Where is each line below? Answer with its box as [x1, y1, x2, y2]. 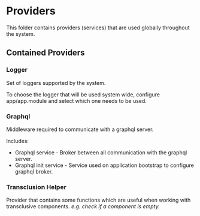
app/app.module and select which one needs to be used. [6, 97, 147, 104]
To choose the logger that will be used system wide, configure [6, 91, 160, 98]
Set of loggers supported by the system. [6, 79, 106, 86]
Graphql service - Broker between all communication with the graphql [14, 148, 187, 156]
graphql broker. [14, 168, 53, 175]
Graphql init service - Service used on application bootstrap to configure [14, 162, 195, 169]
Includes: [6, 137, 29, 144]
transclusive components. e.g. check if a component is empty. [6, 203, 160, 210]
